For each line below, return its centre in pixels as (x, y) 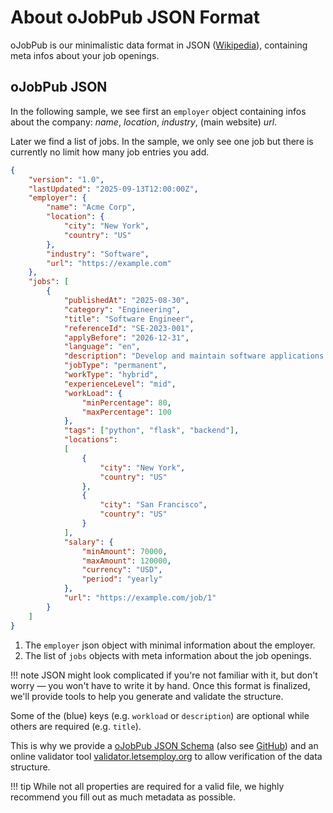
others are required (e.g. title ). (76, 726)
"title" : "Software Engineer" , (129, 319)
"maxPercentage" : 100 (126, 412)
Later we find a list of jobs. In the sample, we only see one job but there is (162, 141)
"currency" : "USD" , (122, 570)
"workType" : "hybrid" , (111, 375)
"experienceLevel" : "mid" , (120, 384)
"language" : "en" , (102, 347)
